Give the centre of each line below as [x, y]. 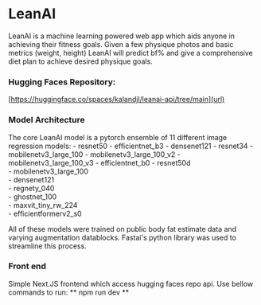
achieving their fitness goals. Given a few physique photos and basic [121, 44]
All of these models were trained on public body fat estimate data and [123, 229]
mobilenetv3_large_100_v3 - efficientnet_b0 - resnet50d [99, 162]
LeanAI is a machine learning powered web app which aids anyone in [121, 36]
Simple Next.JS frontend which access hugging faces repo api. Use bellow [131, 283]
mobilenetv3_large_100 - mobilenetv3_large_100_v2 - [94, 154]
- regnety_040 [31, 188]
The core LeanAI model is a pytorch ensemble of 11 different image [118, 137]
